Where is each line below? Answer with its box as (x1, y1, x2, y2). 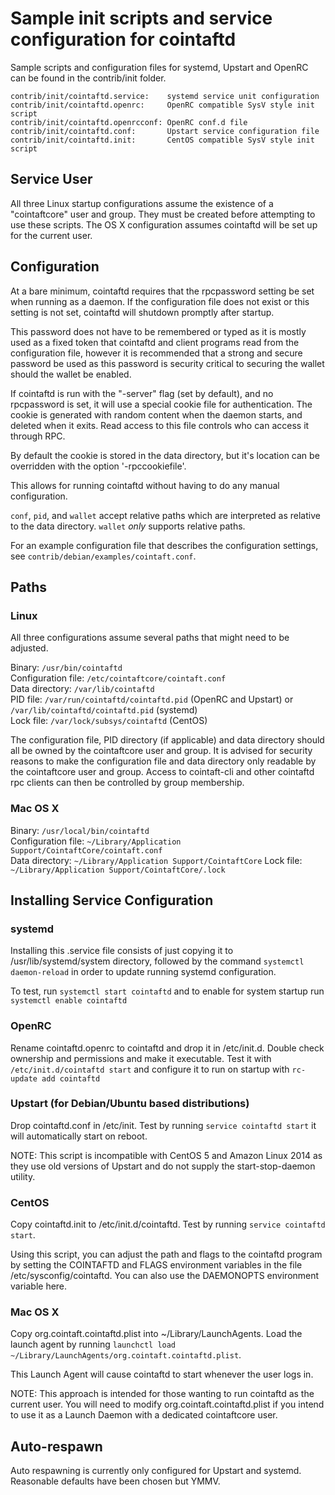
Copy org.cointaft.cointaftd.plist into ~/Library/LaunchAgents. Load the (10, 1328, 303, 1340)
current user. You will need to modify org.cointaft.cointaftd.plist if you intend (10, 1398, 325, 1411)
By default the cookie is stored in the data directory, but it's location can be (10, 449, 320, 461)
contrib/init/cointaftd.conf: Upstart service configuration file (10, 126, 320, 136)
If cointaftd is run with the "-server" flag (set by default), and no (10, 387, 274, 399)
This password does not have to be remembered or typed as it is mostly (10, 325, 307, 337)
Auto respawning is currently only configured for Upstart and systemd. (10, 1465, 302, 1477)
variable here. (10, 1280, 68, 1292)
